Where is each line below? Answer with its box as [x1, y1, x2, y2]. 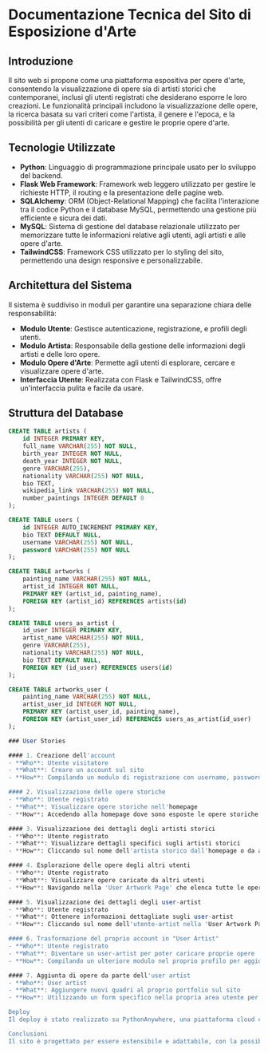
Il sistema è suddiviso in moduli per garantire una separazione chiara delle [8, 299, 252, 309]
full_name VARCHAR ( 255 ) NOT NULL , [22, 442, 137, 450]
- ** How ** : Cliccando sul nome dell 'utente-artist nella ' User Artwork [8, 920, 251, 928]
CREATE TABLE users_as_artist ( [8, 619, 116, 627]
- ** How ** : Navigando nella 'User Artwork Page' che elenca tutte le [8, 884, 245, 892]
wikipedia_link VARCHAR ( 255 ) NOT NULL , [22, 487, 156, 495]
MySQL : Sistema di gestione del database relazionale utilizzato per [19, 221, 241, 231]
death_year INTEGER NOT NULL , [22, 457, 124, 465]
